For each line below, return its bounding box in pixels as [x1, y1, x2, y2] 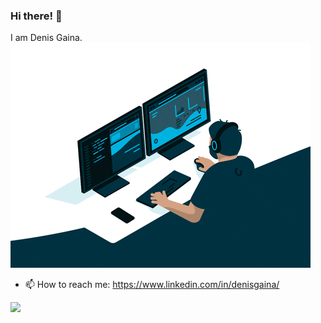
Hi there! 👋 [10, 9, 63, 23]
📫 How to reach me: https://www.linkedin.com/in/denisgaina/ [24, 279, 280, 291]
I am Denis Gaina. [10, 32, 83, 44]
